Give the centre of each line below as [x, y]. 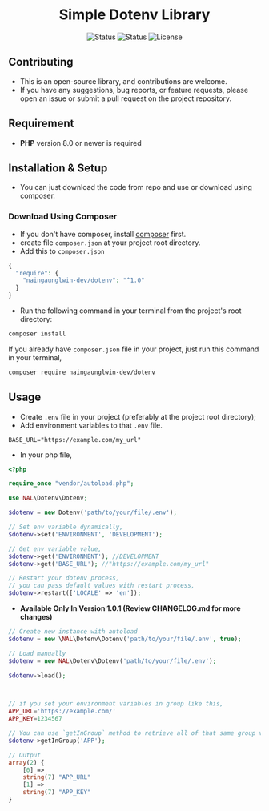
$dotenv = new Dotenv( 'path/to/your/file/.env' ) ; [93, 513]
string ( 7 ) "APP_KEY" [57, 793]
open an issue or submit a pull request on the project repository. [126, 98]
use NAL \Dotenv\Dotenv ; [48, 498]
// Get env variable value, [55, 549]
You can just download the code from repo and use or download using [136, 187]
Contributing [41, 62]
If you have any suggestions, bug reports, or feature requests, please [134, 90]
